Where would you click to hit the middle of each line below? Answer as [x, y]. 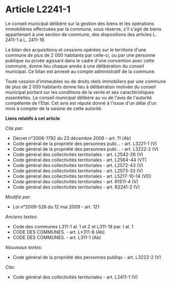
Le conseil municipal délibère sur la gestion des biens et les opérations [80, 23]
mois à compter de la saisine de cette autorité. [54, 108]
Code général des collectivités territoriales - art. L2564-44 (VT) [80, 160]
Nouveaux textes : [24, 247]
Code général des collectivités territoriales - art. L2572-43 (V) [78, 165]
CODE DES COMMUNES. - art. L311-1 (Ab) [57, 237]
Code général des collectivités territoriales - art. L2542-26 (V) [78, 154]
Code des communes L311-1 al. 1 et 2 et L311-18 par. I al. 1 [73, 226]
